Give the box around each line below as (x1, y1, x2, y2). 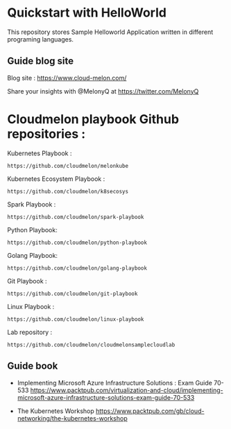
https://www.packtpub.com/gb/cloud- (96, 407, 205, 415)
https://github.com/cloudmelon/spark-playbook (7, 213, 144, 220)
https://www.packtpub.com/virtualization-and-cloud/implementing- (30, 386, 223, 394)
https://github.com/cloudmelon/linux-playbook (7, 315, 144, 323)
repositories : (7, 126, 86, 141)
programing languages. (7, 35, 74, 43)
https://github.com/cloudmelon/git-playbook (7, 290, 138, 297)
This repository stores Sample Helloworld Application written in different (7, 28, 214, 36)
